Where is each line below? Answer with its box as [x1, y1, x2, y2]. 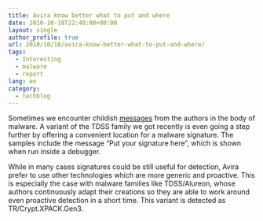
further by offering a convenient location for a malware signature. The [8, 131, 234, 140]
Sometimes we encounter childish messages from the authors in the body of [8, 113, 256, 123]
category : [8, 84, 41, 93]
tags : [8, 48, 26, 56]
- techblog [15, 92, 51, 100]
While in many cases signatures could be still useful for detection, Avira [8, 162, 239, 171]
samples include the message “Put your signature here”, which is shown [8, 138, 242, 148]
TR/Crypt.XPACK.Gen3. [8, 204, 84, 213]
